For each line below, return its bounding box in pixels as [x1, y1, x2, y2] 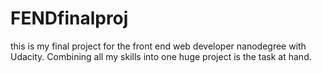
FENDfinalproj [10, 7, 129, 30]
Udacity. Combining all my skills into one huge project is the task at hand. [10, 50, 312, 62]
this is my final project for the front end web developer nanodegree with [10, 40, 307, 52]
